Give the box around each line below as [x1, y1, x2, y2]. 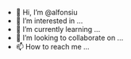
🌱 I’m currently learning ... [15, 25, 101, 33]
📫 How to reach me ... [15, 42, 90, 51]
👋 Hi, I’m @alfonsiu [15, 8, 78, 17]
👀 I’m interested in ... [15, 16, 83, 26]
